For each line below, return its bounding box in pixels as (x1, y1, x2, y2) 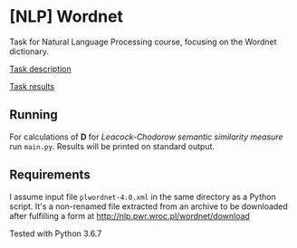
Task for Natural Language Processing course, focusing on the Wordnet (9, 36, 278, 47)
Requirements (9, 167, 91, 183)
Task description (9, 63, 72, 74)
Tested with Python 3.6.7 (9, 228, 102, 239)
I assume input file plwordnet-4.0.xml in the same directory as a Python (9, 191, 276, 202)
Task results (9, 81, 55, 91)
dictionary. (9, 45, 50, 56)
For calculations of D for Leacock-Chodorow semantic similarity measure (9, 131, 283, 142)
